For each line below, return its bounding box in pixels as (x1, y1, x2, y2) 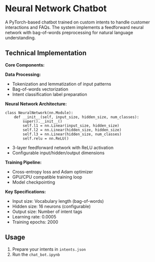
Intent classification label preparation (12, 91, 87, 97)
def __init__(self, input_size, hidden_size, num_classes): (14, 115, 139, 119)
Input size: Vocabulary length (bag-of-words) (12, 198, 104, 204)
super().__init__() (23, 119, 63, 124)
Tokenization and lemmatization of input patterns (12, 81, 111, 87)
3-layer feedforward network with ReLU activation (12, 144, 114, 150)
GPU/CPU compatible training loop (12, 174, 82, 180)
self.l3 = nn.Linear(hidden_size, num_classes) (23, 132, 122, 137)
